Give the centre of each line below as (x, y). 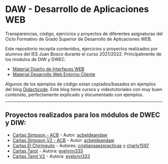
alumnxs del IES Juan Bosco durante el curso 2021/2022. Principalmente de (83, 54)
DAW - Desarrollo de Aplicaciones (77, 9)
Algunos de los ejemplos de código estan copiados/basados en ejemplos (80, 84)
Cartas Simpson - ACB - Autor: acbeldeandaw (60, 135)
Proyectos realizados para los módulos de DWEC (83, 115)
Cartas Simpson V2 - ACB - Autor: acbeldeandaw (63, 140)
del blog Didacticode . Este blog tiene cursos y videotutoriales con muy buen (84, 89)
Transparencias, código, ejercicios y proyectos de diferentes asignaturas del (84, 33)
